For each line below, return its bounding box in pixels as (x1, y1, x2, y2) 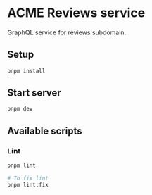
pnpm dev (7, 106, 33, 113)
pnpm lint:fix (7, 181, 49, 188)
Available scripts (7, 125, 82, 137)
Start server (7, 87, 61, 99)
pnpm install (7, 67, 46, 75)
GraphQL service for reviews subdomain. (7, 28, 127, 37)
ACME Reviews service (7, 5, 146, 21)
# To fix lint (7, 175, 49, 182)
